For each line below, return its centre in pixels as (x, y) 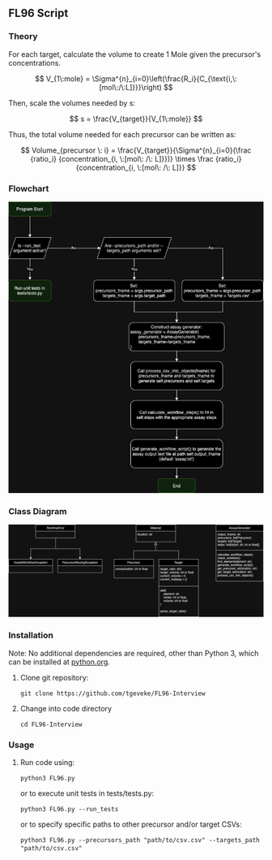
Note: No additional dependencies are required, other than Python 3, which (134, 653)
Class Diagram (38, 511)
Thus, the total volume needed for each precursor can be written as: (122, 134)
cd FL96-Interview (51, 724)
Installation (31, 635)
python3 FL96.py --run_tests (69, 809)
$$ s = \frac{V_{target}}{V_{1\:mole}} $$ (136, 119)
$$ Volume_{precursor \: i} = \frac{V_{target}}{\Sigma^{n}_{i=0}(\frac (136, 150)
